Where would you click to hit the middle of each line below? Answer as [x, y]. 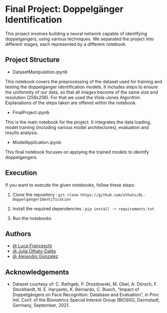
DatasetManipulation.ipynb [40, 72]
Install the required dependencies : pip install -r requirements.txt [83, 208]
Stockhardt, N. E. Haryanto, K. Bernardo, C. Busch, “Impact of [76, 290]
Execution [21, 173]
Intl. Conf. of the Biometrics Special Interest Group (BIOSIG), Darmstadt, [86, 300]
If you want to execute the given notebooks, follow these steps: [70, 185]
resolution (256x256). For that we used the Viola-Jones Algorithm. [73, 97]
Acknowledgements [37, 272]
